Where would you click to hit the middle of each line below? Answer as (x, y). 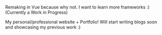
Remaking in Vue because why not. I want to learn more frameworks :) (77, 7)
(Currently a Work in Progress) (37, 12)
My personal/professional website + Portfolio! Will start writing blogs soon (81, 22)
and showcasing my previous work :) (43, 27)
